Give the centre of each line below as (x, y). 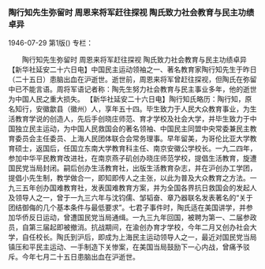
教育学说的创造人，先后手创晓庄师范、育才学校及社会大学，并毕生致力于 (132, 119)
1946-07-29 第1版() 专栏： (50, 43)
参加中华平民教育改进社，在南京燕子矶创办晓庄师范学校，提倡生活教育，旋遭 (132, 159)
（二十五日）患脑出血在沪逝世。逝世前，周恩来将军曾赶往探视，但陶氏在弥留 (132, 80)
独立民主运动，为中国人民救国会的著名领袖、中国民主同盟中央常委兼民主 (132, 129)
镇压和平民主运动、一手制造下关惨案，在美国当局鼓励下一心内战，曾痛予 (125, 247)
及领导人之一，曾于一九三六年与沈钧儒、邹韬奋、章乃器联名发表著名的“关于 (131, 198)
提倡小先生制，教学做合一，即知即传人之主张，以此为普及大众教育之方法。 (129, 178)
